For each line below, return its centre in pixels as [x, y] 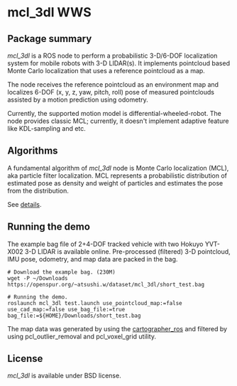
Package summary [50, 39]
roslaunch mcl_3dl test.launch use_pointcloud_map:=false [95, 303]
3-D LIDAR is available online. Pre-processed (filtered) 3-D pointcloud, [127, 251]
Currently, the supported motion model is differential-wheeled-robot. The [114, 113]
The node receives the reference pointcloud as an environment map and [113, 85]
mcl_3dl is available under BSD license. [65, 376]
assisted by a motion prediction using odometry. [78, 100]
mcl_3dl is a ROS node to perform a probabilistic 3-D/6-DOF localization [112, 55]
